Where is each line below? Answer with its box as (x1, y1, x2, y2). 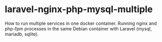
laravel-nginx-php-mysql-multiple (5, 4, 153, 15)
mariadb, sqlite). (5, 31, 39, 37)
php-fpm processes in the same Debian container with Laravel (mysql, (5, 25, 152, 31)
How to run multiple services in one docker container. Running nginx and (5, 20, 157, 26)
